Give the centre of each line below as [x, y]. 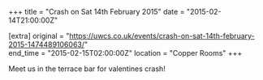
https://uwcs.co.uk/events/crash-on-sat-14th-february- [162, 36]
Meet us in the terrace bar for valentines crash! [87, 69]
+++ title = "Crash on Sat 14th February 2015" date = [97, 12]
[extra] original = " [39, 36]
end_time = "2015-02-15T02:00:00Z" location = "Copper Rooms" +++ [125, 53]
